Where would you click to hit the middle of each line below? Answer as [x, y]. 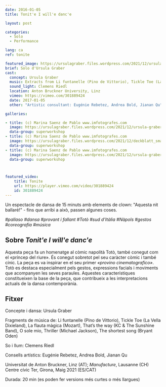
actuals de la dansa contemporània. [41, 283]
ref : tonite [17, 55]
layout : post [19, 23]
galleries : [16, 114]
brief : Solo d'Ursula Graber [35, 68]
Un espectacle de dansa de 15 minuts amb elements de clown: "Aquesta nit [82, 205]
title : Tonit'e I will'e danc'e [38, 14]
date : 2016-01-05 [23, 10]
